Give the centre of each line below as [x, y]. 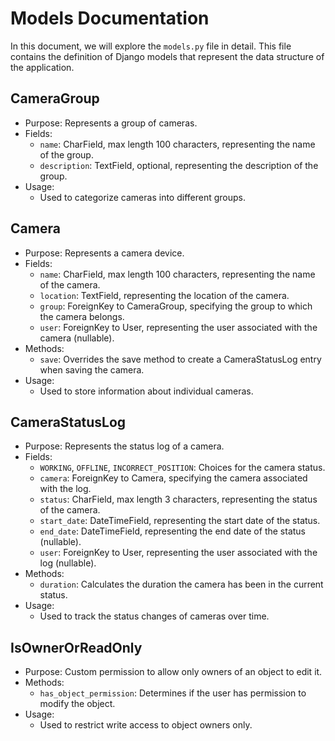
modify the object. [77, 704]
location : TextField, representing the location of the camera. [164, 295]
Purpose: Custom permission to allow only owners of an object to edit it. [173, 672]
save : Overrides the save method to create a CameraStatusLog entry [180, 359]
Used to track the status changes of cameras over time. [154, 616]
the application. [42, 67]
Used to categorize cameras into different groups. [142, 197]
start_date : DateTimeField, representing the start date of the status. [180, 521]
